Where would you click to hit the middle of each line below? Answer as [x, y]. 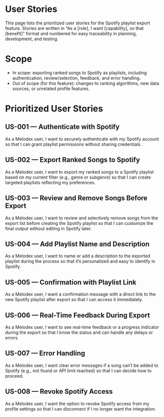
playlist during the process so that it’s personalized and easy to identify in [80, 261]
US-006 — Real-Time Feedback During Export [78, 315]
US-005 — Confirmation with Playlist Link [71, 282]
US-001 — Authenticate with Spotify [62, 127]
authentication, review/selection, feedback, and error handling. [77, 78]
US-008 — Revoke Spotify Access [59, 392]
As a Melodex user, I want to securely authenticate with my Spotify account [82, 139]
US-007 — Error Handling [45, 354]
